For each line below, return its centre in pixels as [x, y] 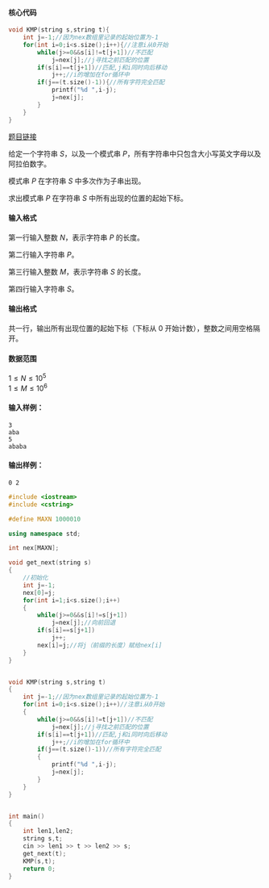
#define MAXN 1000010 [45, 519]
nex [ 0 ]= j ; [39, 593]
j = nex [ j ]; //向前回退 [83, 623]
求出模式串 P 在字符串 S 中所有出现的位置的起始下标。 [98, 198]
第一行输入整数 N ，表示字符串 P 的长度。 [77, 237]
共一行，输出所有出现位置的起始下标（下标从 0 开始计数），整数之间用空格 [131, 328]
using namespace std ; [45, 534]
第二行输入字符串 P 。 [43, 254]
